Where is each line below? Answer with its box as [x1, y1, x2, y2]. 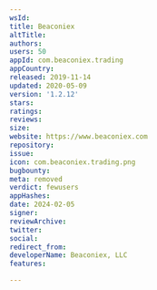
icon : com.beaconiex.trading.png [9, 157, 136, 167]
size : [9, 124, 30, 133]
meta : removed [9, 174, 64, 183]
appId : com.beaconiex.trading [9, 56, 124, 65]
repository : [9, 140, 54, 150]
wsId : [9, 13, 30, 23]
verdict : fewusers [9, 183, 79, 192]
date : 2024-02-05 [9, 200, 75, 210]
